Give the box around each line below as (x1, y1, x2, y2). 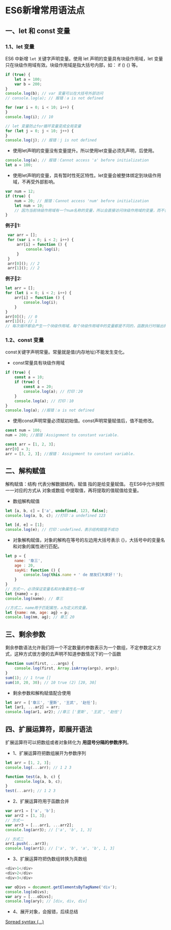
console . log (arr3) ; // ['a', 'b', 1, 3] (5, 827, 93, 832)
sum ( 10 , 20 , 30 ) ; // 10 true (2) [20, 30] (5, 680, 97, 685)
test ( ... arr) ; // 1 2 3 (5, 788, 56, 794)
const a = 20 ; (23, 384, 53, 389)
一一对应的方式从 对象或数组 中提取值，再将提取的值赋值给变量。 (5, 487, 141, 494)
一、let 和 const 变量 (5, 26, 70, 35)
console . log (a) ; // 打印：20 (23, 389, 83, 394)
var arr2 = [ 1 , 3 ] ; (5, 813, 47, 819)
